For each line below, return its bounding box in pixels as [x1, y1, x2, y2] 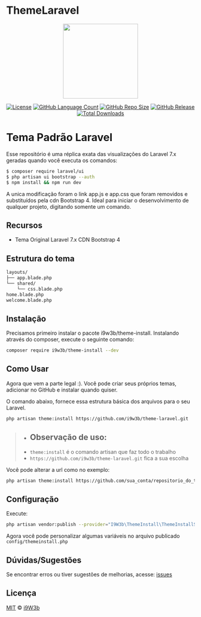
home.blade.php [6, 291, 44, 298]
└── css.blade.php [17, 286, 63, 292]
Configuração [6, 494, 59, 504]
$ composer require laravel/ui [6, 168, 84, 174]
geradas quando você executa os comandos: [6, 157, 118, 164]
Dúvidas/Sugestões [6, 555, 82, 565]
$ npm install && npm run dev [6, 179, 82, 185]
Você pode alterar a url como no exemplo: [6, 466, 109, 473]
